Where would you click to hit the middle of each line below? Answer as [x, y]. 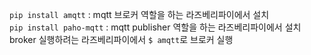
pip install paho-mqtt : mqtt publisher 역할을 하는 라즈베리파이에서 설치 [155, 27]
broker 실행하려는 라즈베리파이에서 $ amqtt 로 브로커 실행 [121, 39]
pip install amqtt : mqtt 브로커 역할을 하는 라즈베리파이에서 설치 [139, 14]
